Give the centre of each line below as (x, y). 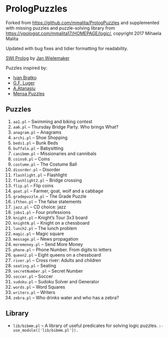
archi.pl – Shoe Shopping (40, 137)
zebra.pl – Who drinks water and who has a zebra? (66, 297)
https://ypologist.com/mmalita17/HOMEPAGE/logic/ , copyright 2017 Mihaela (84, 33)
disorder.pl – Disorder (37, 169)
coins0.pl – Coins (31, 159)
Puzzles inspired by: (27, 68)
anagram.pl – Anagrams (37, 132)
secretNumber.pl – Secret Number (48, 271)
